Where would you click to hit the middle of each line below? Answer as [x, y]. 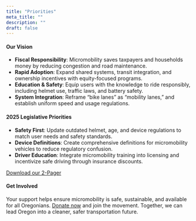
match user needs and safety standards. [63, 136]
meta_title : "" [25, 17]
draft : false [22, 28]
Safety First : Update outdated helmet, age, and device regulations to [98, 130]
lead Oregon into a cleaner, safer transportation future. [72, 212]
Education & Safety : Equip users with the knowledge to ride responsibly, [102, 85]
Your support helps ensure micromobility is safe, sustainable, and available [97, 199]
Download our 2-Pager [34, 173]
